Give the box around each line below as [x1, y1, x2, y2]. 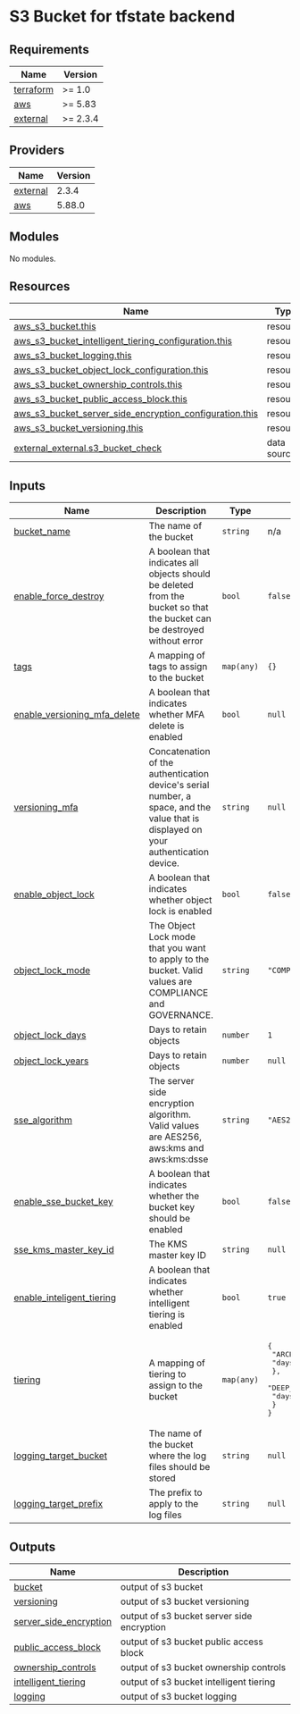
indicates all [148, 557, 199, 569]
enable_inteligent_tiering [13, 1291, 116, 1304]
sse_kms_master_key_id [13, 1244, 114, 1256]
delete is [148, 719, 185, 732]
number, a [148, 790, 192, 802]
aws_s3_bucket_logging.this [13, 349, 132, 362]
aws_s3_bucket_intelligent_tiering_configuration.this [13, 335, 232, 348]
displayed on [148, 824, 203, 836]
